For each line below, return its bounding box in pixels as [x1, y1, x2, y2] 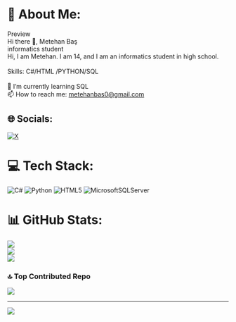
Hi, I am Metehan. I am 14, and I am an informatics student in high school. [7, 52, 219, 61]
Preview [7, 30, 31, 38]
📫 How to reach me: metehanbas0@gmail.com [7, 89, 145, 98]
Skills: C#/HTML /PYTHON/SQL [7, 67, 99, 75]
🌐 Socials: [7, 113, 53, 125]
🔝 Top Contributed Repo [7, 271, 91, 281]
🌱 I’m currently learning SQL [7, 82, 89, 90]
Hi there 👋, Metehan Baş [7, 37, 78, 45]
